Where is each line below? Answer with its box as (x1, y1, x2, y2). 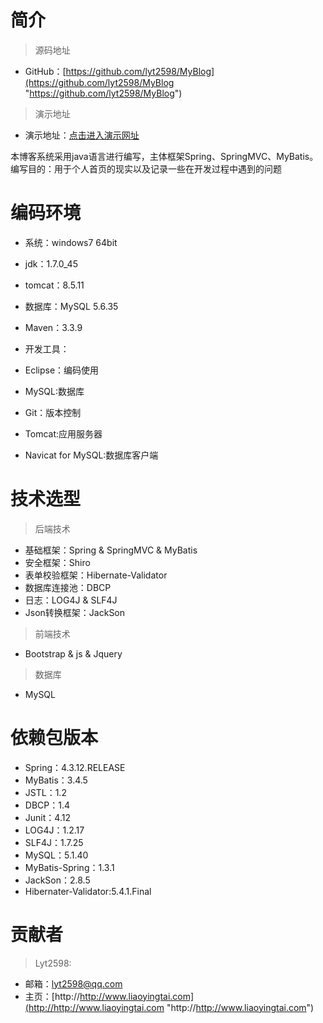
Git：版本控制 (24, 406, 82, 418)
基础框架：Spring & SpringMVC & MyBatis (24, 544, 198, 556)
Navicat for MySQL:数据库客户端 (24, 449, 159, 461)
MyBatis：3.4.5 (24, 774, 88, 786)
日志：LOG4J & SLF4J (24, 594, 118, 606)
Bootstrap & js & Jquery (24, 647, 123, 660)
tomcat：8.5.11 (24, 279, 85, 291)
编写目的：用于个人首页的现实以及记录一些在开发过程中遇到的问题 (10, 162, 282, 175)
